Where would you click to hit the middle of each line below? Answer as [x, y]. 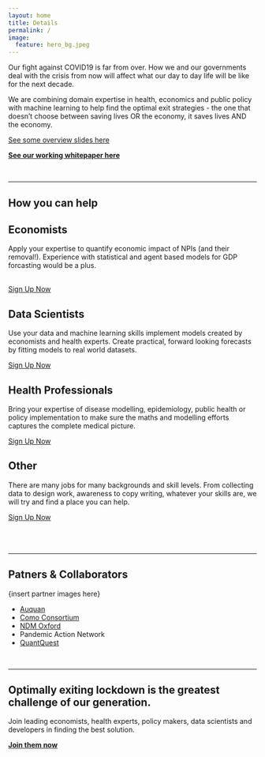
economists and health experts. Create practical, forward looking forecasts [130, 341]
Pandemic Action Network [62, 634]
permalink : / [30, 30]
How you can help [53, 203]
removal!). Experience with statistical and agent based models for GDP [123, 257]
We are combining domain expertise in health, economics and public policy [130, 100]
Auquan [32, 608]
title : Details [33, 23]
